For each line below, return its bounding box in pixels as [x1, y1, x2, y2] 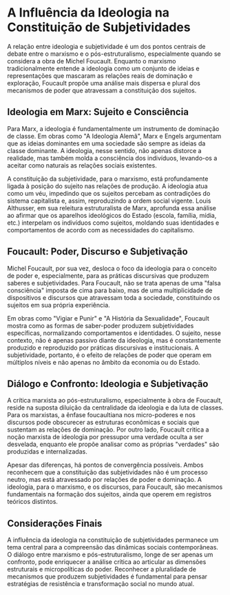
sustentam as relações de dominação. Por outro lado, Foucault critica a [7, 425, 209, 434]
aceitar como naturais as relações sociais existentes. [7, 161, 157, 170]
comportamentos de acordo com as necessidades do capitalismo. [7, 225, 195, 234]
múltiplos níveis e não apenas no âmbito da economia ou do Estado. [7, 358, 200, 366]
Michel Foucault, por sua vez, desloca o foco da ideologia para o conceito [7, 264, 217, 272]
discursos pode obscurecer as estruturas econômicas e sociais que [7, 418, 200, 427]
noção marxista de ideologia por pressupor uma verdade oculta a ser [7, 433, 203, 441]
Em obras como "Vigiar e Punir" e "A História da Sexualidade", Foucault [7, 314, 209, 322]
